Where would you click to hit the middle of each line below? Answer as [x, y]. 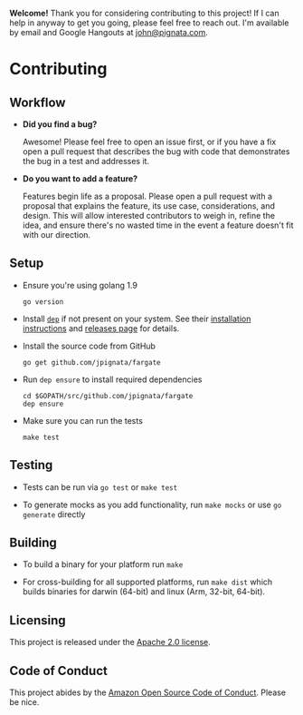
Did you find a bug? [60, 124]
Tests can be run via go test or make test [100, 487]
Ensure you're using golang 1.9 [80, 285]
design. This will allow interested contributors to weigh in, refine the [149, 215]
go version [43, 302]
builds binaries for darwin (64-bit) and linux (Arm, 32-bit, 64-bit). [143, 592]
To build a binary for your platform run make [103, 564]
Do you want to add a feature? [80, 179]
